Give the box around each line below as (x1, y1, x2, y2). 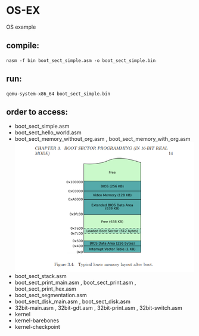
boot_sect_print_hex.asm (14, 285, 76, 292)
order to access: (6, 107, 69, 117)
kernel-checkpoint (14, 323, 61, 330)
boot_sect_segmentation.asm (14, 291, 88, 298)
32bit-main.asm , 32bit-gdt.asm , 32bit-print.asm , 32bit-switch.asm (14, 304, 183, 311)
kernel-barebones (14, 317, 60, 324)
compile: (6, 41, 40, 51)
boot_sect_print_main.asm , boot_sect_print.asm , (14, 279, 136, 286)
